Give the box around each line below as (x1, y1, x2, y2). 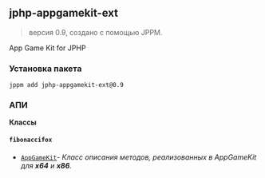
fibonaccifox (9, 136, 53, 144)
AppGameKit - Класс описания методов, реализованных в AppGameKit (20, 152, 257, 162)
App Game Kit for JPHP (9, 43, 86, 53)
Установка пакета (9, 63, 82, 74)
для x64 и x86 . (20, 160, 73, 170)
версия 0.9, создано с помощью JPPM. (28, 27, 163, 37)
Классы (9, 117, 37, 127)
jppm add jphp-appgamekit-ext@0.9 (9, 81, 125, 89)
